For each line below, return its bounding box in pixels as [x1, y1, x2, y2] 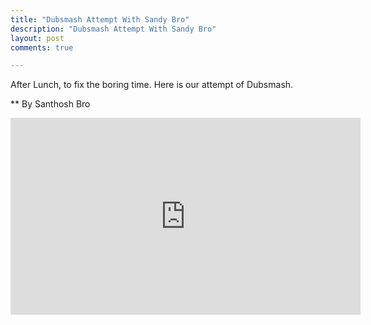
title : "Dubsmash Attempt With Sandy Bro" [10, 14, 190, 25]
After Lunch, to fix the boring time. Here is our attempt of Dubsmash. [10, 79, 294, 91]
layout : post [10, 33, 65, 43]
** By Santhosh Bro [10, 98, 91, 110]
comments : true [10, 42, 74, 53]
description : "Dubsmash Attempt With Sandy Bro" [10, 24, 217, 34]
